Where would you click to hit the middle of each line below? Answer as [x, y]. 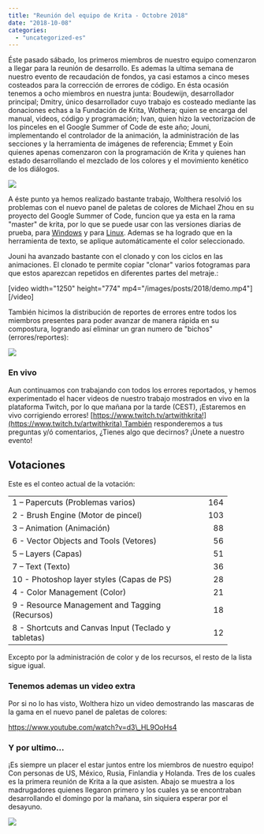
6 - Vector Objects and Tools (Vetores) [84, 541]
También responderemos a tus [173, 423]
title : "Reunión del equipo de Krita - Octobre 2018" [99, 15]
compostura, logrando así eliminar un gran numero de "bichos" [110, 329]
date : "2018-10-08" [40, 23]
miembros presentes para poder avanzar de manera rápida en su [113, 321]
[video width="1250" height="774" [64, 288]
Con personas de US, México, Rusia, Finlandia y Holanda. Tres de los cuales [132, 773]
